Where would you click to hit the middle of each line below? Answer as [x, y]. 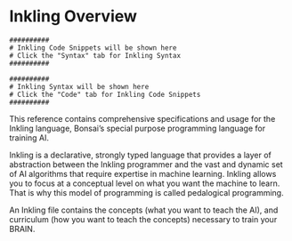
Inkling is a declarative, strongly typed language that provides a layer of [140, 155]
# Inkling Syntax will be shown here [79, 86]
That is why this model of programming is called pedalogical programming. [146, 192]
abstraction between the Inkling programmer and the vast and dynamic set [146, 164]
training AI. [29, 137]
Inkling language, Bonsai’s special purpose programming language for [137, 128]
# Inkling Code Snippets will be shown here [93, 48]
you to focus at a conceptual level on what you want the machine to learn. [145, 183]
